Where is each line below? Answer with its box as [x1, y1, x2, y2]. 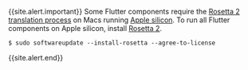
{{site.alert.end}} [8, 53, 64, 62]
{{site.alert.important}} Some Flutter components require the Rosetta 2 [8, 7, 241, 16]
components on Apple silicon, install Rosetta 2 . [8, 24, 162, 33]
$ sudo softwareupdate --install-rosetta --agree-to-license [8, 39, 216, 47]
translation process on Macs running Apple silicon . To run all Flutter [8, 15, 230, 25]
